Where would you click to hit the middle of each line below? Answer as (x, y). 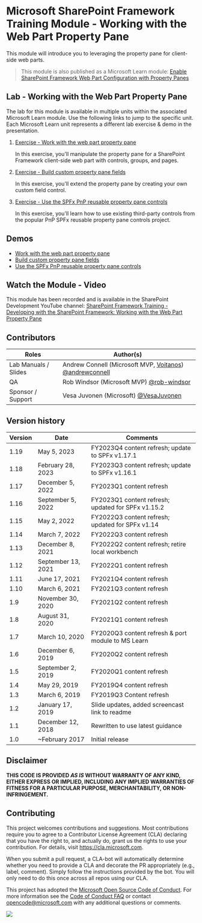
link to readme (111, 712)
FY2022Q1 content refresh (130, 565)
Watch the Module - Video (56, 285)
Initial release (110, 739)
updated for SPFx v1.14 (125, 524)
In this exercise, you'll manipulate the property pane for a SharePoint (100, 154)
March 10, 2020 (61, 637)
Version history (36, 421)
